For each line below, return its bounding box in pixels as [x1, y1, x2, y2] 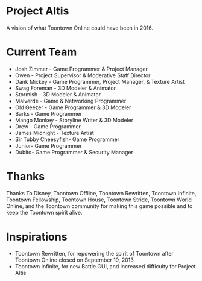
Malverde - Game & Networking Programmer [14, 97, 127, 104]
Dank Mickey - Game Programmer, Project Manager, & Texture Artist [14, 78, 185, 85]
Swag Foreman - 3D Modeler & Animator [14, 84, 116, 92]
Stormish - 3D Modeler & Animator [14, 90, 101, 98]
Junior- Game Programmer [14, 142, 82, 149]
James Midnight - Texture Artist [14, 129, 95, 136]
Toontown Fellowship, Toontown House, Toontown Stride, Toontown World [6, 196, 192, 203]
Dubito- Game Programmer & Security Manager [14, 148, 134, 156]
